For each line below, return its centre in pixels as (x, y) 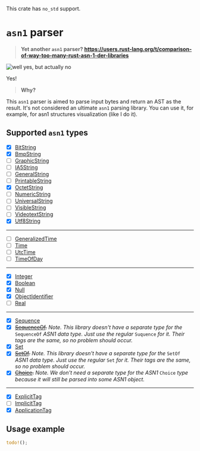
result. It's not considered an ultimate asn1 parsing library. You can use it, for (100, 108)
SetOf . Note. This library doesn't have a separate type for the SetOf (97, 353)
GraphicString (32, 161)
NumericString (33, 194)
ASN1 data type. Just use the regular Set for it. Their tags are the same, (103, 360)
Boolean (25, 283)
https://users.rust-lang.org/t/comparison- (138, 49)
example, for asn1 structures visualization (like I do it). (72, 114)
